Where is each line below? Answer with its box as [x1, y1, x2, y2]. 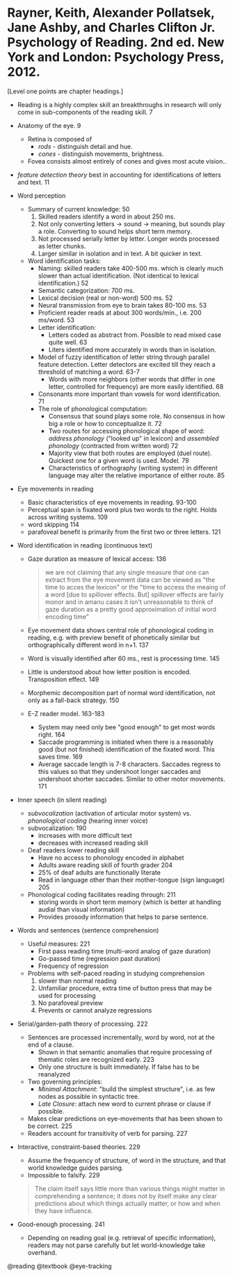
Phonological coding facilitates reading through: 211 [27, 890, 176, 898]
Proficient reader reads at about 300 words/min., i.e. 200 [38, 308, 202, 317]
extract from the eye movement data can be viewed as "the [45, 576, 216, 584]
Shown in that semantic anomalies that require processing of [38, 1047, 212, 1056]
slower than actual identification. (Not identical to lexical [38, 271, 199, 280]
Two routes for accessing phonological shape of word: [48, 427, 205, 435]
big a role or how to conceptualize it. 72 [48, 419, 162, 427]
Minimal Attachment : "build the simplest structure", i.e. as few [38, 1084, 216, 1093]
